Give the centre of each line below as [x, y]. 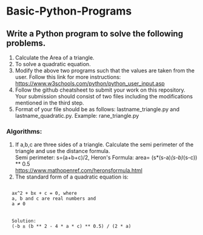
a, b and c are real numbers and [54, 199]
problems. [26, 43]
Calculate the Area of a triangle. [55, 58]
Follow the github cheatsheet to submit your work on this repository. [100, 90]
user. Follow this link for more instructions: [68, 77]
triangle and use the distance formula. [62, 151]
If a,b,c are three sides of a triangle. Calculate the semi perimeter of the [104, 145]
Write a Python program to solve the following [95, 34]
